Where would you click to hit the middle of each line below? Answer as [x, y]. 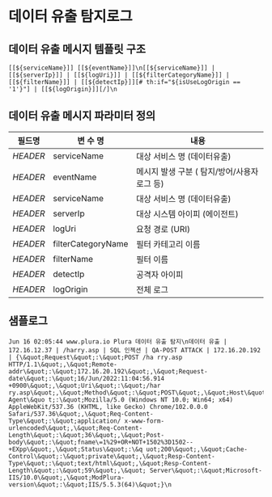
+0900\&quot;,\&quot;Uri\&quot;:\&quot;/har [85, 385]
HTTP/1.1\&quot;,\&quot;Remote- [63, 364]
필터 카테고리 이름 [168, 244]
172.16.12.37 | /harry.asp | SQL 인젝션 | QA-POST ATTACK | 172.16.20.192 [135, 350]
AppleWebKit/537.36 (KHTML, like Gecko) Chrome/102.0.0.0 [108, 406]
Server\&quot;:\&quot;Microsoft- [206, 470]
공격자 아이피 [160, 274]
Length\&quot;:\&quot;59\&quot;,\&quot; [78, 470]
